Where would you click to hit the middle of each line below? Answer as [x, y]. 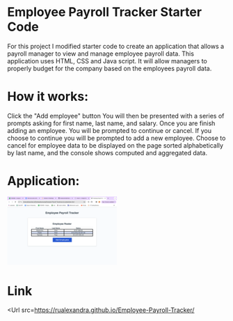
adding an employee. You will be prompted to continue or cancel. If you [110, 130]
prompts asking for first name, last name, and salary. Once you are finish [111, 123]
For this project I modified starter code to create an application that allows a [116, 46]
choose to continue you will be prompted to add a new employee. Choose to [116, 138]
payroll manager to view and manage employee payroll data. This [101, 54]
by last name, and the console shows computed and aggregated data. [107, 152]
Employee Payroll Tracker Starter [105, 12]
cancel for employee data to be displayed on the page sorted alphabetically [115, 145]
